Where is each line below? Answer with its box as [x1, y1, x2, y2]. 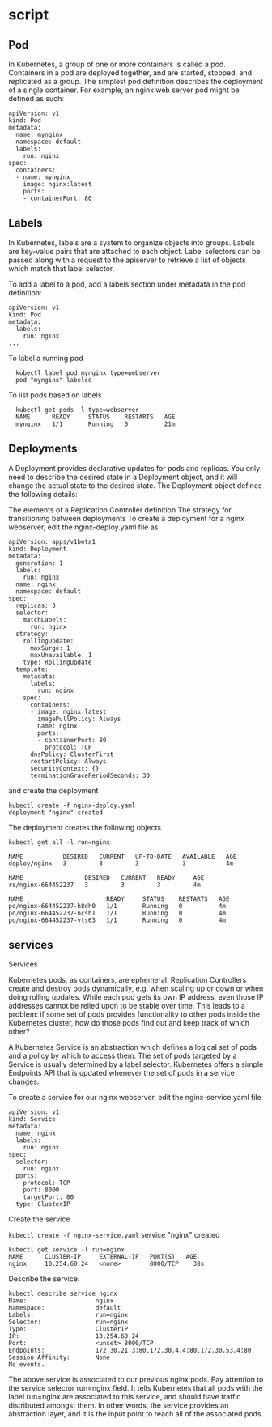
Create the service [8, 1214, 70, 1224]
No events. [8, 1361, 45, 1369]
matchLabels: [23, 615, 67, 624]
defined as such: [8, 94, 65, 103]
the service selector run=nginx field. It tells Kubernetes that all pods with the [8, 1383, 263, 1393]
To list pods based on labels [8, 390, 102, 400]
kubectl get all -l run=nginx [8, 838, 111, 847]
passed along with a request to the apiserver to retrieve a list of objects [8, 255, 246, 265]
